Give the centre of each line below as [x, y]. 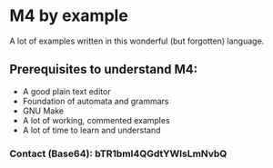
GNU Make [43, 111]
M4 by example [69, 16]
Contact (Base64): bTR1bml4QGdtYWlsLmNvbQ [118, 153]
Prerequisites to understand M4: [104, 69]
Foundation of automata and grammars [96, 101]
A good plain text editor [66, 91]
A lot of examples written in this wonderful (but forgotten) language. [137, 41]
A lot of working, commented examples [96, 120]
